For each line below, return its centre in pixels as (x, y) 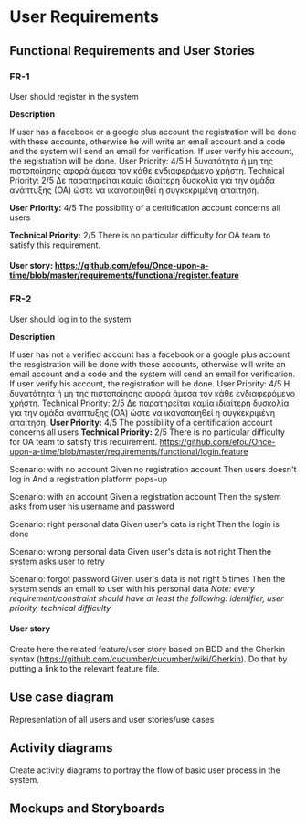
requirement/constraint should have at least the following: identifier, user (147, 598)
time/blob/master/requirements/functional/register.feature (124, 275)
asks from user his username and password (92, 506)
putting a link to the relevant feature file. (84, 668)
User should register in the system (74, 96)
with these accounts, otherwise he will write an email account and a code (148, 141)
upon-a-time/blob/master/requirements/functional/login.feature (129, 451)
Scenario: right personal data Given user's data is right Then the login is (145, 524)
